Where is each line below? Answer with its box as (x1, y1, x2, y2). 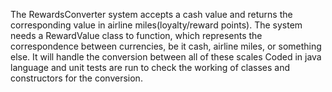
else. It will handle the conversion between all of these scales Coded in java (10, 51, 322, 63)
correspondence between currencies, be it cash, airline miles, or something (10, 40, 322, 52)
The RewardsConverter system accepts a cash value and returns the (10, 9, 293, 20)
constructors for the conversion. (10, 72, 143, 84)
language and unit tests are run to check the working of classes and (10, 62, 291, 73)
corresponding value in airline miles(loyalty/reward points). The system (10, 19, 303, 31)
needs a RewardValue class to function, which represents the (10, 30, 263, 41)
